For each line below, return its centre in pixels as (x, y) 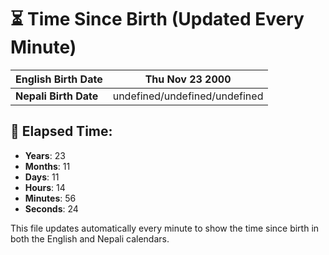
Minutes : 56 (50, 198)
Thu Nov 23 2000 (188, 79)
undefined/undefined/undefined (188, 96)
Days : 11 (42, 177)
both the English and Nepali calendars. (90, 238)
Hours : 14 (45, 187)
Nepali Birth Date (57, 96)
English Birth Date (59, 79)
